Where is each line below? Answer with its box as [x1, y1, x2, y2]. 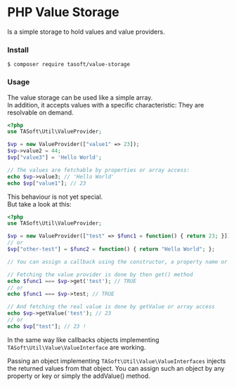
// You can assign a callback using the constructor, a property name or [7, 258, 228, 265]
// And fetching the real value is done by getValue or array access [7, 303, 216, 310]
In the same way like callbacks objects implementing [7, 335, 159, 344]
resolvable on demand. [7, 108, 74, 117]
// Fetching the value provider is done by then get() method [7, 271, 193, 278]
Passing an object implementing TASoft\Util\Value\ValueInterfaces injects [7, 356, 226, 365]
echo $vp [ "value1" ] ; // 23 [7, 180, 86, 187]
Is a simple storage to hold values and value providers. [7, 27, 165, 36]
